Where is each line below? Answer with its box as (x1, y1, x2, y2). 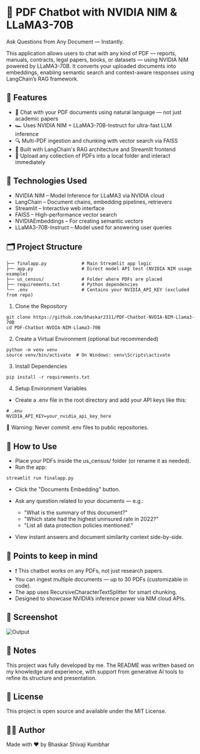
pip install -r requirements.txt (6, 375, 90, 381)
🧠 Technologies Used (6, 176, 87, 186)
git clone (6, 315, 31, 321)
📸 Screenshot (6, 612, 58, 623)
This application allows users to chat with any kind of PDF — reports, (6, 49, 177, 56)
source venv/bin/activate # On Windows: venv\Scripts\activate (6, 352, 171, 358)
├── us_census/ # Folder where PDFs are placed (6, 276, 163, 283)
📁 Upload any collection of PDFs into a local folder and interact (14, 152, 171, 159)
